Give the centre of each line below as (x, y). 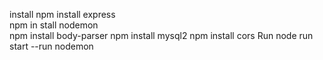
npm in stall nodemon (54, 25)
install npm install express (62, 14)
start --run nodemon (51, 46)
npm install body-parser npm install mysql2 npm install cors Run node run (161, 35)
